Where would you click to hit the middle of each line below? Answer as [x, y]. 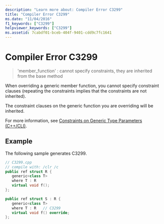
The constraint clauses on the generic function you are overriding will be [79, 106]
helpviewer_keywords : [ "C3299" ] [38, 28]
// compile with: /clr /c [32, 167]
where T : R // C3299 [36, 208]
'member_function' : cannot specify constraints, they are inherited [85, 71]
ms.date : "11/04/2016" [28, 19]
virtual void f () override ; [41, 213]
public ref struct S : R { [33, 199]
